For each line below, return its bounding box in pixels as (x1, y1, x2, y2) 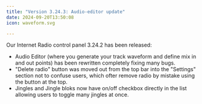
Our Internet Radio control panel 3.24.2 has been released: (6, 41, 152, 48)
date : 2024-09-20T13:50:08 (6, 14, 74, 20)
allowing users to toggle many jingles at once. (14, 91, 129, 99)
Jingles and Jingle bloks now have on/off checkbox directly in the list (14, 85, 187, 92)
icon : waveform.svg (6, 20, 55, 26)
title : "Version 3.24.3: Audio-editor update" (6, 8, 125, 15)
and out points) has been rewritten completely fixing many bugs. (14, 59, 176, 66)
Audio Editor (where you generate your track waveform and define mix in (14, 53, 197, 60)
